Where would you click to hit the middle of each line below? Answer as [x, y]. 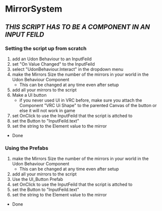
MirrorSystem [34, 9]
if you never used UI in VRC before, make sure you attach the [81, 100]
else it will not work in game [47, 110]
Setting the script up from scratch [46, 48]
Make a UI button [29, 95]
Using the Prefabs [27, 148]
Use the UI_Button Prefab [37, 179]
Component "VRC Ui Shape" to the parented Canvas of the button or [88, 105]
